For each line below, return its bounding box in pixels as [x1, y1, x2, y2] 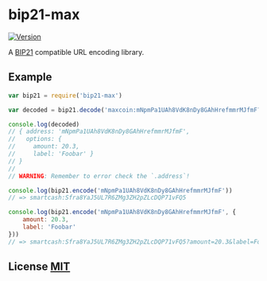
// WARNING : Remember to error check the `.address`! [8, 172, 191, 180]
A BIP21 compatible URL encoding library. [8, 47, 145, 57]
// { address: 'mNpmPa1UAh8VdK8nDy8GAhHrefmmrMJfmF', [8, 127, 191, 136]
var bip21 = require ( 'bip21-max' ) [8, 92, 123, 100]
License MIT [8, 260, 71, 274]
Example [8, 70, 52, 84]
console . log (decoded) [8, 120, 80, 128]
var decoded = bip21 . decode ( [8, 106, 105, 114]
